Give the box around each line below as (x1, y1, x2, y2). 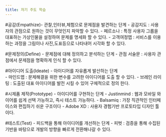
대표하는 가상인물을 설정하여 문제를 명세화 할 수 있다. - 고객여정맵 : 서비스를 (5, 34, 152, 40)
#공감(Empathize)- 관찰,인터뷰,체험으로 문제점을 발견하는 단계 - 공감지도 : (5, 21, 150, 27)
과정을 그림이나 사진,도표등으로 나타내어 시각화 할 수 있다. (14, 40, 126, 46)
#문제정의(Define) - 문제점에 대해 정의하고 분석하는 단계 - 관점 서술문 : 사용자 (5, 51, 156, 57)
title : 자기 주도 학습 (5, 7, 46, 12)
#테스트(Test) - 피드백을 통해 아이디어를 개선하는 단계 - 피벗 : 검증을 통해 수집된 (5, 120, 161, 126)
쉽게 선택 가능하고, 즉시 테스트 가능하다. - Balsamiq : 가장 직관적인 (18, 97, 148, 103)
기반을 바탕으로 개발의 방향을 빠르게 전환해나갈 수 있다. (5, 126, 112, 132)
